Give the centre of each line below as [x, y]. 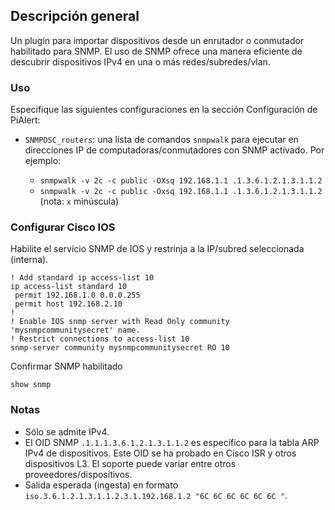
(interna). [29, 260]
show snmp [31, 385]
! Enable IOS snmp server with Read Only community [120, 322]
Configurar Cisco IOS [63, 227]
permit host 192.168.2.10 [68, 304]
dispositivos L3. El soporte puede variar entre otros [130, 463]
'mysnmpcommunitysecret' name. [75, 330]
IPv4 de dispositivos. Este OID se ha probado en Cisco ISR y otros [160, 453]
